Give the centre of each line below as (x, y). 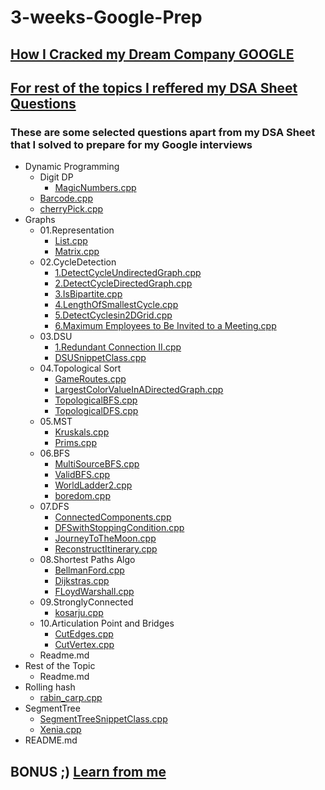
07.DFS (54, 507)
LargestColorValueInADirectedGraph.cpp (139, 390)
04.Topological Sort (80, 368)
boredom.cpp (82, 496)
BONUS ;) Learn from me (88, 771)
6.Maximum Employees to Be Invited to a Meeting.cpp (165, 326)
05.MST (56, 422)
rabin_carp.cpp (71, 698)
